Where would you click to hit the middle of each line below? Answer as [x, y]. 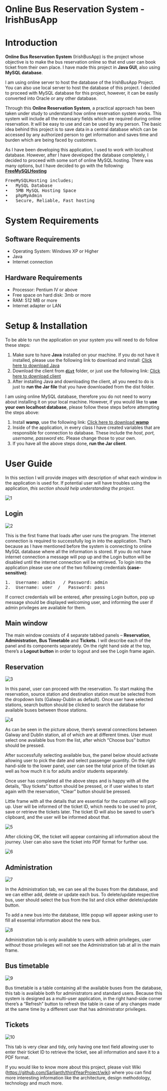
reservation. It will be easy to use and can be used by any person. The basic [83, 124]
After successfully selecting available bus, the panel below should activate [82, 755]
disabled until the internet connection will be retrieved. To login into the [78, 562]
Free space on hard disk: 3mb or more [52, 295]
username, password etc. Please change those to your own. [74, 438]
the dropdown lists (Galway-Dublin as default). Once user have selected [79, 700]
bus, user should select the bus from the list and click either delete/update [82, 900]
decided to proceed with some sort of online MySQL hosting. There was [79, 160]
